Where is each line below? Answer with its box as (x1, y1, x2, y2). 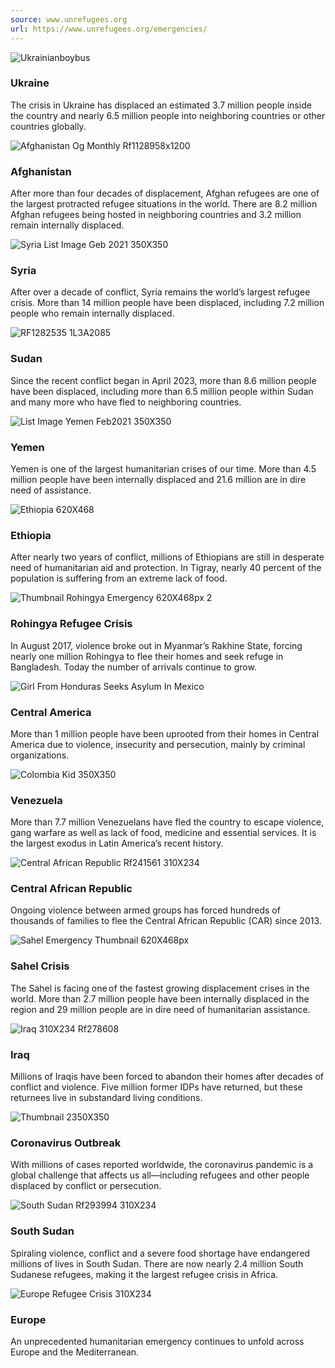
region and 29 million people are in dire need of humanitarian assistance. (10, 1003, 311, 1015)
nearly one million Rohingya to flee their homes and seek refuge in (10, 650, 284, 662)
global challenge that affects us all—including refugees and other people (10, 1169, 310, 1181)
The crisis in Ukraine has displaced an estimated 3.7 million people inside (10, 99, 312, 111)
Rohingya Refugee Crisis (10, 617, 133, 631)
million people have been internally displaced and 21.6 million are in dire (10, 473, 307, 485)
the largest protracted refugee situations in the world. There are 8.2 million (10, 198, 318, 210)
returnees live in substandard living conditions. (10, 1092, 203, 1104)
